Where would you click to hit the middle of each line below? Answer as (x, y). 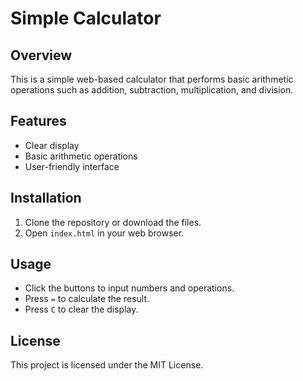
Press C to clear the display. (81, 309)
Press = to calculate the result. (87, 299)
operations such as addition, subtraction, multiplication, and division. (152, 90)
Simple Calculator (86, 18)
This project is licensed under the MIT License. (107, 365)
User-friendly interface (72, 166)
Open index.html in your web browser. (104, 233)
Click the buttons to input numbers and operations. (129, 288)
